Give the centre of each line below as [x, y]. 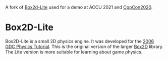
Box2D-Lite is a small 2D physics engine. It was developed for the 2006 [80, 41]
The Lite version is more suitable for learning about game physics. [74, 51]
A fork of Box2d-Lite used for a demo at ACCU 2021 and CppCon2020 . [79, 7]
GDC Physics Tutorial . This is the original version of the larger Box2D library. [85, 46]
